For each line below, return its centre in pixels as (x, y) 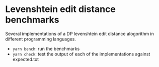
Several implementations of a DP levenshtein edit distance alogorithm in (80, 33)
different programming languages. (41, 39)
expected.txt (26, 59)
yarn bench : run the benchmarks (46, 48)
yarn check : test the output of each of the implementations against (81, 54)
